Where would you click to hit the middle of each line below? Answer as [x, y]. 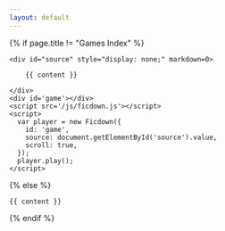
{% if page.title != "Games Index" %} [77, 43]
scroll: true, [51, 145]
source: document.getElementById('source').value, [121, 137]
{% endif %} [32, 218]
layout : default [39, 17]
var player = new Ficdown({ [70, 121]
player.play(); [46, 161]
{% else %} [30, 185]
